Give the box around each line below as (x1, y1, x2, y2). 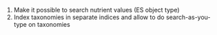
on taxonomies (28, 21, 70, 28)
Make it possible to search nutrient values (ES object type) (13, 6, 180, 14)
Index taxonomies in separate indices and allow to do (13, 13, 165, 21)
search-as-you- (165, 13, 211, 21)
